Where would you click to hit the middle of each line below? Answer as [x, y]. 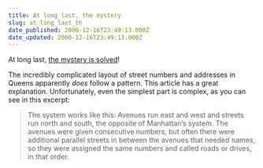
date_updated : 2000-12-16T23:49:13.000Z [76, 37]
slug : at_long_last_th [45, 23]
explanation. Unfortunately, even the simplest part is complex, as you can [127, 92]
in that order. [48, 157]
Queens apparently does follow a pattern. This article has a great [113, 83]
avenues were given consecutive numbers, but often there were [131, 132]
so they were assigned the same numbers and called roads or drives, [139, 148]
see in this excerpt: [39, 100]
